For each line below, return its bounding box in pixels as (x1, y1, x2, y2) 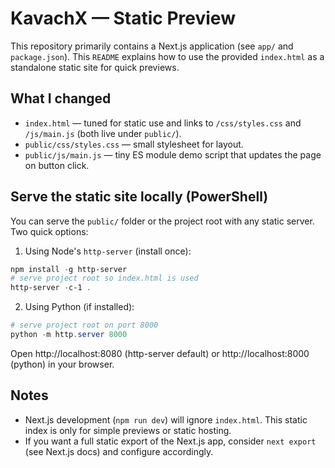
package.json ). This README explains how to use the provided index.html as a (10, 50, 325, 62)
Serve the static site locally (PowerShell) (10, 188, 269, 206)
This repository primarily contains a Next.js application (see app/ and (10, 40, 294, 52)
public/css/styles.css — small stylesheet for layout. (24, 138, 244, 150)
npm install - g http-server (10, 264, 128, 274)
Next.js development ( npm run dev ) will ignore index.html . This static (24, 413, 308, 426)
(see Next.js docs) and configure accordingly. (24, 445, 214, 457)
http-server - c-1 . (10, 283, 92, 293)
